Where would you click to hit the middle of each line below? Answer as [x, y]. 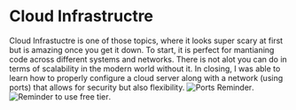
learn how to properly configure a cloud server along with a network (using [146, 77]
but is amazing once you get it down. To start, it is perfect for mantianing [142, 49]
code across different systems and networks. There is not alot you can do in [148, 59]
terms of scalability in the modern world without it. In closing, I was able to [145, 69]
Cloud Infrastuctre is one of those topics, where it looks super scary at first [146, 40]
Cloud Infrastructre [81, 16]
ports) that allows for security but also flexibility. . [132, 87]
